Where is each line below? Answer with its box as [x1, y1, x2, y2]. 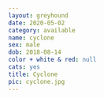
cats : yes [8, 63, 41, 71]
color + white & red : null [8, 56, 97, 64]
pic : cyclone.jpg [8, 77, 65, 85]
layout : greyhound [8, 11, 69, 20]
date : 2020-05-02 [8, 19, 65, 27]
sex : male [8, 41, 41, 49]
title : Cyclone [8, 70, 58, 78]
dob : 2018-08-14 [8, 48, 61, 56]
